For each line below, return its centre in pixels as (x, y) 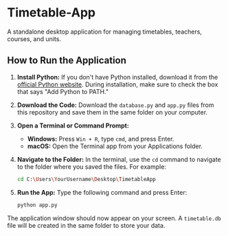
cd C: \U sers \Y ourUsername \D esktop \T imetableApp (87, 179)
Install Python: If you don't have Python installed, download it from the (117, 77)
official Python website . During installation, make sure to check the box (117, 84)
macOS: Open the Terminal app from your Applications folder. (115, 146)
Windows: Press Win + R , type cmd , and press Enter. (101, 139)
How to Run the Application (67, 61)
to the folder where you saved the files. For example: (92, 167)
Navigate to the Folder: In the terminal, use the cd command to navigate (119, 159)
